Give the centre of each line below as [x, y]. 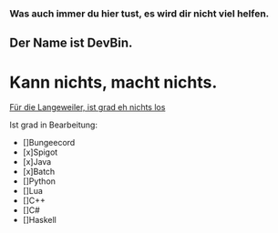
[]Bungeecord [49, 143]
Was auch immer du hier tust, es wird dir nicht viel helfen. [139, 14]
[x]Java [37, 162]
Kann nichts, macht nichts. [113, 82]
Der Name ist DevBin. [71, 43]
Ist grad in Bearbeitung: [54, 125]
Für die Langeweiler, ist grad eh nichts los [88, 107]
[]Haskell [39, 220]
